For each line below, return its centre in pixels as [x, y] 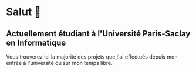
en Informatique [36, 42]
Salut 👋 [23, 12]
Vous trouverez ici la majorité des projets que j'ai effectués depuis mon [92, 57]
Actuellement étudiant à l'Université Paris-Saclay [98, 34]
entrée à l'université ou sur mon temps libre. [59, 63]
